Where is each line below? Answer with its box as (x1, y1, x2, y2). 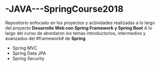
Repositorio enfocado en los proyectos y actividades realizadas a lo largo (5, 20, 155, 26)
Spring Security (12, 55, 45, 61)
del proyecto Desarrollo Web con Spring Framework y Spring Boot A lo (5, 25, 153, 31)
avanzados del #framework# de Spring (5, 35, 86, 41)
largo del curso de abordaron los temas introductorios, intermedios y (5, 30, 146, 36)
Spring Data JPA (12, 50, 46, 56)
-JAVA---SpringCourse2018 (5, 3, 124, 15)
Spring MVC (12, 45, 38, 51)
